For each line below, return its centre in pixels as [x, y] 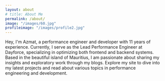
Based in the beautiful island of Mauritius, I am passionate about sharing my [82, 57]
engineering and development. [36, 73]
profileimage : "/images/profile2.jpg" [45, 28]
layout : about [20, 10]
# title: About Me [24, 14]
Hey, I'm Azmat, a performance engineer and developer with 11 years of [78, 42]
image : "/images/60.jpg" [31, 23]
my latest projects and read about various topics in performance [70, 68]
